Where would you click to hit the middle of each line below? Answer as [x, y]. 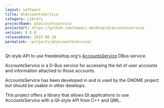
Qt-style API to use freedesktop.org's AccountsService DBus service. [76, 56]
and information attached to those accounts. [50, 71]
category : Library [24, 19]
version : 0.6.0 [21, 33]
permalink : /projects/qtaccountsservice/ [48, 42]
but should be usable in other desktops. [45, 85]
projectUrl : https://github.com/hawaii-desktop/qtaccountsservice [75, 28]
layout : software [23, 10]
